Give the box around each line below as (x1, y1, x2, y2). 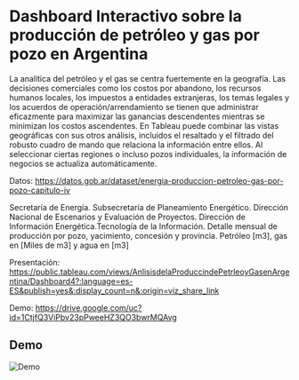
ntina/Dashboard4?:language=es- (9, 275, 133, 286)
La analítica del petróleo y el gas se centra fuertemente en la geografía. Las (9, 73, 287, 83)
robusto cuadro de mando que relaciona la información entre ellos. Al (9, 139, 263, 150)
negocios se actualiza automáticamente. (9, 158, 158, 169)
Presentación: (9, 257, 61, 267)
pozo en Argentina (9, 44, 149, 64)
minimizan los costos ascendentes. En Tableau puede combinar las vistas (9, 120, 279, 131)
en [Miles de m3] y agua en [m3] (9, 240, 129, 250)
